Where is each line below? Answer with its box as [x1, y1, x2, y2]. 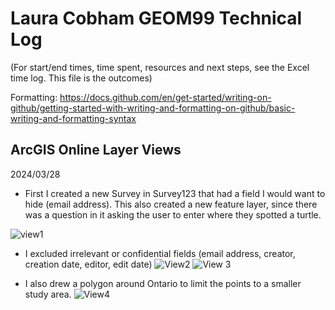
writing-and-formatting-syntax [10, 112, 137, 124]
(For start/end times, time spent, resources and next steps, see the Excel [10, 61, 310, 73]
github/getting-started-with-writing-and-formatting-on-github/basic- [10, 102, 296, 114]
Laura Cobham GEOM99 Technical [10, 7, 303, 30]
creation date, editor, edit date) [24, 258, 153, 270]
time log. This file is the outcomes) [10, 72, 153, 84]
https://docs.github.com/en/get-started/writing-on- [59, 91, 272, 103]
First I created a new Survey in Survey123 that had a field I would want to [24, 187, 326, 199]
